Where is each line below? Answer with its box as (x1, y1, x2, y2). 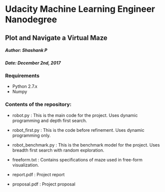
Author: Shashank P (5, 47, 48, 53)
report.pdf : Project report (12, 171, 65, 177)
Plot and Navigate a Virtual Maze (5, 34, 107, 42)
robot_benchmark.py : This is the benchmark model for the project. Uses (12, 142, 160, 148)
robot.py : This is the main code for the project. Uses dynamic (12, 112, 138, 118)
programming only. (12, 132, 51, 138)
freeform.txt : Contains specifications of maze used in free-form (12, 156, 143, 162)
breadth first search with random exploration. (12, 147, 104, 153)
